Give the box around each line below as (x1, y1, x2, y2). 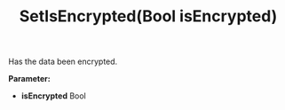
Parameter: (8, 74, 51, 84)
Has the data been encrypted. (8, 56, 118, 67)
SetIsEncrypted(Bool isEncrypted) (19, 6, 278, 27)
